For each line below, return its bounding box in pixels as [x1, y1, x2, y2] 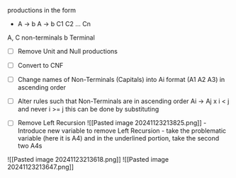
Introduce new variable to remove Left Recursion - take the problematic [17, 126, 227, 135]
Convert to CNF [17, 61, 64, 70]
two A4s [17, 141, 43, 150]
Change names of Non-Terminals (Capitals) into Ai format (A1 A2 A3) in [17, 76, 225, 84]
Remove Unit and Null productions [17, 47, 118, 55]
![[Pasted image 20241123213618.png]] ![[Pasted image [7, 155, 169, 164]
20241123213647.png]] [7, 162, 74, 172]
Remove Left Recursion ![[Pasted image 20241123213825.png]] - [17, 119, 207, 127]
